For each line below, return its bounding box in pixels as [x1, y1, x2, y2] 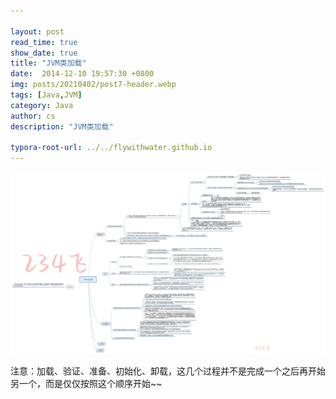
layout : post [10, 26, 65, 37]
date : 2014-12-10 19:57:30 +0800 [10, 69, 155, 79]
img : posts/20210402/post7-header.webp [10, 80, 177, 90]
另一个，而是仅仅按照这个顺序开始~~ [10, 378, 163, 389]
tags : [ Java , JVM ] [10, 90, 83, 100]
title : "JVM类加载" [10, 58, 87, 69]
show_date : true [10, 48, 78, 58]
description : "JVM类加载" [10, 121, 114, 132]
